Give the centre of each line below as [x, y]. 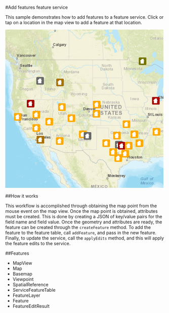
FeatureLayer [26, 295]
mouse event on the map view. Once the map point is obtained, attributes [81, 211]
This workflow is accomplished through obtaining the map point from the [81, 206]
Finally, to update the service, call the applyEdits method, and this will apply [85, 238]
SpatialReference [31, 285]
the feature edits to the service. [38, 243]
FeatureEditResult [31, 306]
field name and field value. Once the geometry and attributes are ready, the [84, 222]
